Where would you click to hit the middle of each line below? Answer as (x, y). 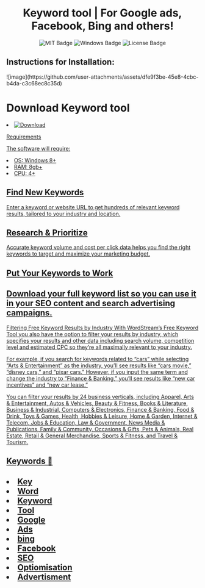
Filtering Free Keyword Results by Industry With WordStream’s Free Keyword (103, 328)
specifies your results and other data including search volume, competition (100, 340)
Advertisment (44, 577)
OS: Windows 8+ (35, 160)
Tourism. (17, 442)
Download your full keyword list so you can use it (101, 294)
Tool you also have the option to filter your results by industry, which (92, 334)
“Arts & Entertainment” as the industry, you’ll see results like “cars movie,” (99, 365)
